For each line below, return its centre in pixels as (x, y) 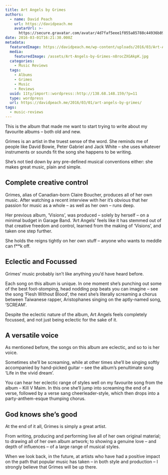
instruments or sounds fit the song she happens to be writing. (69, 152)
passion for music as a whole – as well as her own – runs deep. (70, 205)
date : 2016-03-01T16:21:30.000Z (39, 38)
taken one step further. (29, 231)
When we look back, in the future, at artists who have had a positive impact (83, 456)
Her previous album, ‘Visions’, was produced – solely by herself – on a (77, 215)
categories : (22, 61)
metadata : (15, 42)
